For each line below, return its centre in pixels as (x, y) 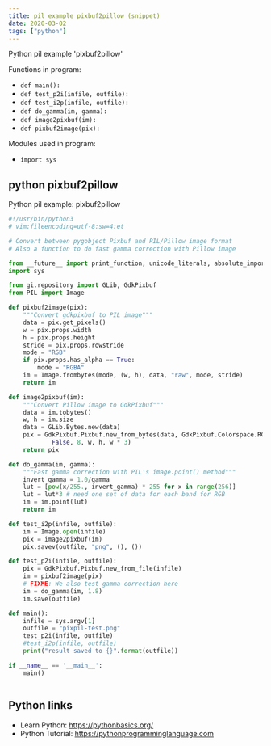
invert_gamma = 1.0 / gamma (67, 479)
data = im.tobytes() (57, 412)
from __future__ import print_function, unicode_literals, (110, 263)
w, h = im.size (48, 420)
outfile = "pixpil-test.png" (72, 628)
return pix (41, 449)
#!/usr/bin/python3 (41, 219)
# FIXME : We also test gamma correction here (101, 584)
